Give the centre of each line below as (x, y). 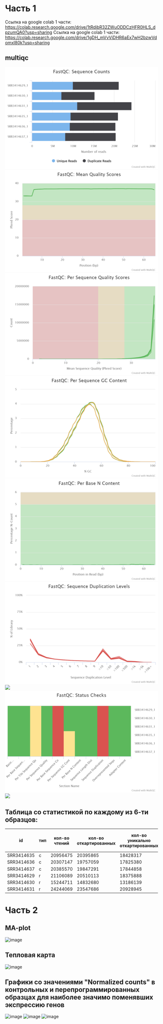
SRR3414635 (21, 855)
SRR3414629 (21, 876)
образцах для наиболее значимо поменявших (79, 997)
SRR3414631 (21, 889)
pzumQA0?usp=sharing (29, 32)
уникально (139, 841)
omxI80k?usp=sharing (27, 42)
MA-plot (18, 928)
